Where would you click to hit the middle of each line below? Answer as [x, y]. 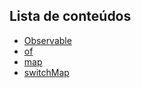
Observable [47, 40]
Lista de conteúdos [70, 16]
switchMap [46, 72]
